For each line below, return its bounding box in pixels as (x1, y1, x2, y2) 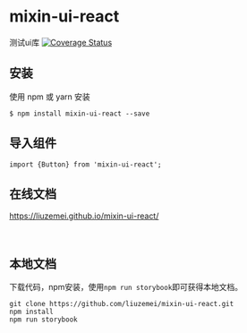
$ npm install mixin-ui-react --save (9, 109, 150, 118)
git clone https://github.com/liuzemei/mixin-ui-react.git (9, 300, 234, 309)
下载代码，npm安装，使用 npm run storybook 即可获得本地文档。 (9, 282, 243, 293)
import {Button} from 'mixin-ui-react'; (9, 159, 163, 169)
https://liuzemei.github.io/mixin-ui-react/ (9, 210, 159, 221)
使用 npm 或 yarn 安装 (9, 91, 91, 102)
